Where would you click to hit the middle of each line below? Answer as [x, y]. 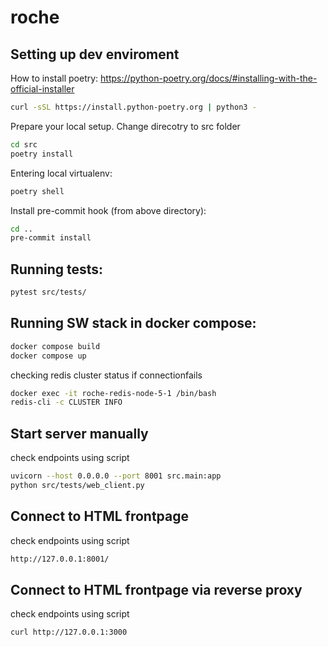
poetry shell [37, 191]
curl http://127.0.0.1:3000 [69, 632]
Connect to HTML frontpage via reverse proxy [156, 589]
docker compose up [48, 356]
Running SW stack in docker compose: [133, 323]
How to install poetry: [54, 78]
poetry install [42, 154]
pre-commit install [51, 238]
